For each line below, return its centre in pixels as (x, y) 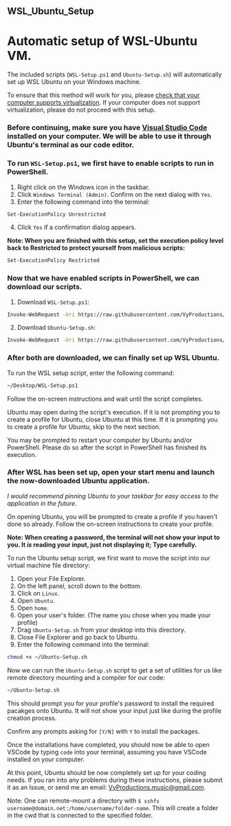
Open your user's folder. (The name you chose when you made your (114, 615)
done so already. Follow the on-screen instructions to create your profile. (111, 524)
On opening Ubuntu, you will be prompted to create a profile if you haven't (112, 516)
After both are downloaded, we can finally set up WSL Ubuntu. (113, 358)
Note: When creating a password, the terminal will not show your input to (113, 537)
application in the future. (42, 503)
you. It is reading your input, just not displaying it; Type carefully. (102, 544)
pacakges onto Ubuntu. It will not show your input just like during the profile (114, 710)
